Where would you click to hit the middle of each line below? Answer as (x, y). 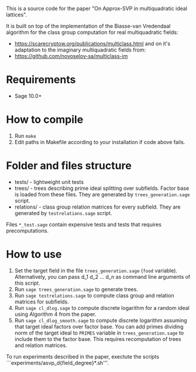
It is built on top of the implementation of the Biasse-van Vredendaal (88, 26)
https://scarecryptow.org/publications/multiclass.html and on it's (92, 44)
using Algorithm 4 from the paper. (55, 314)
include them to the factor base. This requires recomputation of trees (98, 339)
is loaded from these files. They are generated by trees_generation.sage (102, 194)
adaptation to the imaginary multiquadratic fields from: (80, 50)
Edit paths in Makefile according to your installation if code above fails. (100, 142)
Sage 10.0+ (28, 95)
